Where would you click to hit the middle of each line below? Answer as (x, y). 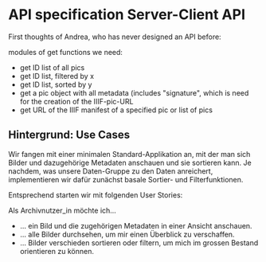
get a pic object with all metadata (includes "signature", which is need (134, 92)
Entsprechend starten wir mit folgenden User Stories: (96, 195)
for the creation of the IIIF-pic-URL (76, 101)
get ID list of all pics (52, 67)
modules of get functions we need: (66, 52)
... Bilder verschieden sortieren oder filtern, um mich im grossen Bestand (139, 242)
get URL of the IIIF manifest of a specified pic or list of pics (116, 110)
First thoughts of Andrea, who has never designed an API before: (115, 37)
